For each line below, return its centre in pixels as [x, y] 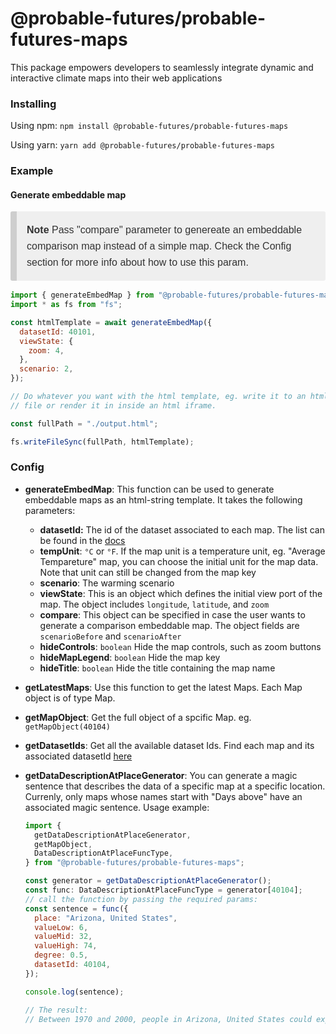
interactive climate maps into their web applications [116, 78]
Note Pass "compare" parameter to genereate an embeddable [164, 230]
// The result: [56, 1010]
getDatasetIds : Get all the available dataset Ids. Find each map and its [169, 745]
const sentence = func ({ [76, 908]
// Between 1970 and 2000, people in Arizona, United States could [168, 1019]
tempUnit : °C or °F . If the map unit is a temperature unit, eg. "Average [182, 551]
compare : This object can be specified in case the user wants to [172, 614]
